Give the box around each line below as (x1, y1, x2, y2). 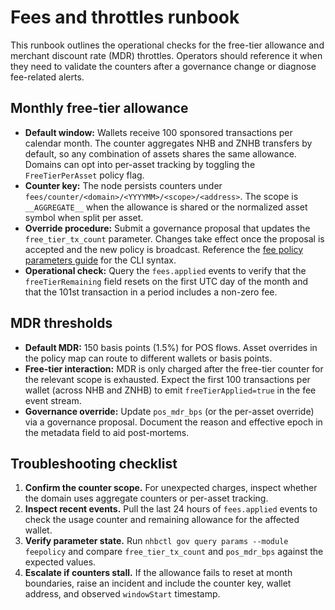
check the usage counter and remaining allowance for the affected (24, 514, 300, 526)
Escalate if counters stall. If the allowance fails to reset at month (24, 567, 293, 579)
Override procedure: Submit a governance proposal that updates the (24, 222, 311, 234)
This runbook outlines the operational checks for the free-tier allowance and (10, 39, 325, 51)
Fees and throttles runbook (10, 6, 240, 29)
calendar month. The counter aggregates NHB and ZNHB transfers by (24, 137, 313, 149)
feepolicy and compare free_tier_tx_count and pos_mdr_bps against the (24, 546, 324, 558)
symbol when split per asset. (24, 211, 144, 223)
